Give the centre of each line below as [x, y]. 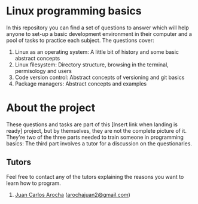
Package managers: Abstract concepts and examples [81, 83]
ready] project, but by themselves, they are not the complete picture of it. [97, 130]
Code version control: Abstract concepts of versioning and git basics [100, 77]
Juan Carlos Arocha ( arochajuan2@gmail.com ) [72, 194]
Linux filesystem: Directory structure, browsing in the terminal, [92, 65]
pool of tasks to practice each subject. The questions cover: [80, 40]
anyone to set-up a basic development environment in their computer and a [99, 34]
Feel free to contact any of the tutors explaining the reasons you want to [95, 176]
